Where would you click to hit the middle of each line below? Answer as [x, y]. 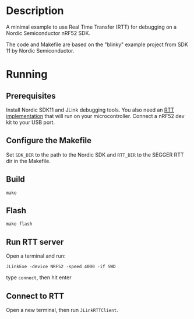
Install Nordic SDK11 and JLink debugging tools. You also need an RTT [90, 110]
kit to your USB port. [31, 122]
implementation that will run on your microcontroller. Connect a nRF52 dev [95, 116]
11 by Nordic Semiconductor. [40, 50]
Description [35, 11]
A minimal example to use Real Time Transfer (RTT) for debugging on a [91, 27]
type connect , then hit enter [39, 278]
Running [27, 74]
